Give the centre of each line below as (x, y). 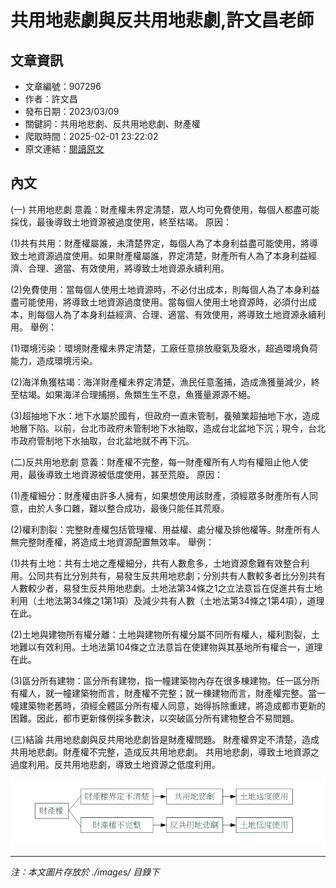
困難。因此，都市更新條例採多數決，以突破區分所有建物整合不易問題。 (155, 718)
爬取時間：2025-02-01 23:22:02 (91, 136)
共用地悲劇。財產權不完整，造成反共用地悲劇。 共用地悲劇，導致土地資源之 (165, 752)
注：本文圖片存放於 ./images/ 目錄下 (85, 872)
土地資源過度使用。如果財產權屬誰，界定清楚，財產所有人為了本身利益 (163, 255)
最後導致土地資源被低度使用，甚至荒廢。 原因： (125, 474)
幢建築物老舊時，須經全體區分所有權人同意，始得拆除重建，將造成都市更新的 (168, 705)
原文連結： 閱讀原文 (64, 149)
